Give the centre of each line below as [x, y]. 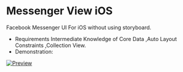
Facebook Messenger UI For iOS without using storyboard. [79, 27]
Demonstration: [34, 51]
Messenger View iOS [59, 11]
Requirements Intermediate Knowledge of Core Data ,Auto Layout [96, 39]
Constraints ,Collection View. [50, 45]
